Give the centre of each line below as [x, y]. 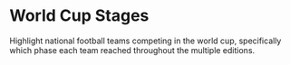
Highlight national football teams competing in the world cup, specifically [145, 41]
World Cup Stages [79, 16]
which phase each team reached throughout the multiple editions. [132, 50]
